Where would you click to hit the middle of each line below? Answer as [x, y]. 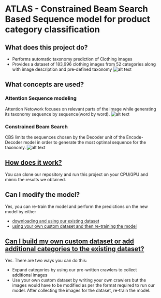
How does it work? [34, 163]
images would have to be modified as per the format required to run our [83, 285]
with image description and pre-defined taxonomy [62, 69]
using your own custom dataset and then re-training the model [74, 226]
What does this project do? [46, 47]
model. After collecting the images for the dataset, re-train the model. [81, 290]
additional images [29, 275]
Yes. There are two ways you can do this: [46, 261]
